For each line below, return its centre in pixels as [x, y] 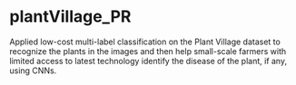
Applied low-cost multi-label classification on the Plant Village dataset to [145, 42]
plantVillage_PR [70, 17]
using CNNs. [33, 71]
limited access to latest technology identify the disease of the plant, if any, [148, 61]
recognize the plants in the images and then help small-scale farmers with [148, 51]
